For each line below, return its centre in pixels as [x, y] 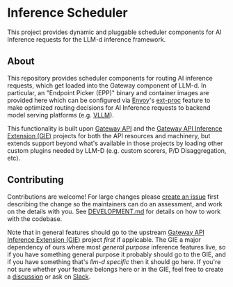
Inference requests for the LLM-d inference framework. [87, 39]
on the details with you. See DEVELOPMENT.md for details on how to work [114, 211]
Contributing [35, 180]
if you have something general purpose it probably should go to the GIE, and [116, 254]
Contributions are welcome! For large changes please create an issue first [113, 197]
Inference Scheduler [67, 13]
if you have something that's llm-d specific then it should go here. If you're [114, 261]
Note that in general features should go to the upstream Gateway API [106, 232]
